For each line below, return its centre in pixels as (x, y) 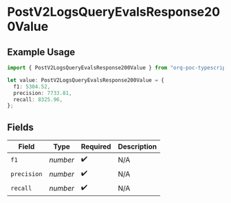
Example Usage (41, 52)
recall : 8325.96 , (38, 99)
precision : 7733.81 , (43, 93)
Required (96, 147)
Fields (21, 127)
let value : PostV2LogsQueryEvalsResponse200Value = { (86, 80)
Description (137, 147)
